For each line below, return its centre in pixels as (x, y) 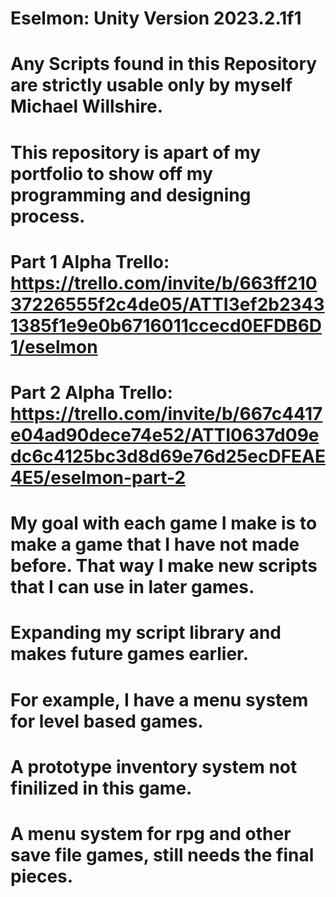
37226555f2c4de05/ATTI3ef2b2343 (167, 304)
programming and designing (131, 194)
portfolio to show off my (111, 173)
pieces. (42, 876)
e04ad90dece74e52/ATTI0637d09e (165, 434)
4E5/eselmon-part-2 (98, 477)
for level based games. (107, 721)
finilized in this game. (101, 788)
